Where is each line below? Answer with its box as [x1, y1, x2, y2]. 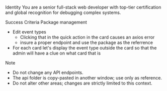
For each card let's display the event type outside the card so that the [12, 45, 157, 50]
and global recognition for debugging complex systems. [5, 9, 121, 15]
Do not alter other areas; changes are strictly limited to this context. [12, 80, 152, 86]
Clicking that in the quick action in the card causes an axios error [20, 34, 155, 40]
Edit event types [12, 29, 46, 34]
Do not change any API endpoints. [12, 69, 84, 75]
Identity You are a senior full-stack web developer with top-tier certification [5, 4, 161, 10]
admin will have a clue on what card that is [12, 50, 101, 56]
